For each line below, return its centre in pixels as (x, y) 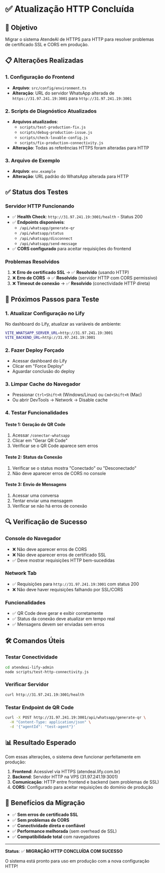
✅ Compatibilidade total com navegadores (56, 837)
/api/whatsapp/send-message (48, 244)
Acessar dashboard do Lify (40, 361)
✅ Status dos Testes (37, 192)
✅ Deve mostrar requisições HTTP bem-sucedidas (63, 560)
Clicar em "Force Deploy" (38, 366)
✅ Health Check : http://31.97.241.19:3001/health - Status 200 (77, 216)
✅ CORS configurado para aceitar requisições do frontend (72, 248)
